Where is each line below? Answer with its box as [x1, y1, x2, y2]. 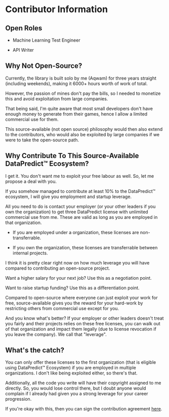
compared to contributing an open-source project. [5, 265, 110, 271]
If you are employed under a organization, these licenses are [12, 229, 139, 235]
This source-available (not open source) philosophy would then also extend [5, 126, 163, 132]
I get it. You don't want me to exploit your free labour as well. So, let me [5, 173, 154, 179]
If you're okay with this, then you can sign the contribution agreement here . [5, 406, 162, 412]
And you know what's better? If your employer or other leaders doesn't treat [5, 315, 164, 321]
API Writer [12, 47, 34, 53]
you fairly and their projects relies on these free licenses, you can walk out [5, 320, 160, 326]
